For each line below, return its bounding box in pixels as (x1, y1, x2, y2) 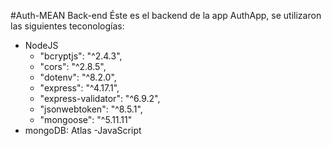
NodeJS (24, 40, 59, 51)
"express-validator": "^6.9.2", (39, 93, 161, 104)
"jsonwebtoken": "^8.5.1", (39, 103, 143, 115)
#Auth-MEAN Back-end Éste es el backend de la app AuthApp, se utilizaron (10, 10, 322, 21)
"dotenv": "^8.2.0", (39, 71, 117, 83)
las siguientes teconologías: (10, 20, 125, 32)
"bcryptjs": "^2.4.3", (39, 50, 123, 62)
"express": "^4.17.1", (39, 82, 120, 94)
